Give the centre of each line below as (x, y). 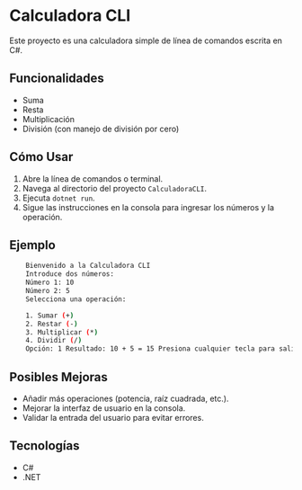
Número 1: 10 (50, 283)
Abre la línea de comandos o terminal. (93, 178)
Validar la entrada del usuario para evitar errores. (113, 417)
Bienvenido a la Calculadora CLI (88, 266)
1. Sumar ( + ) (50, 316)
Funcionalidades (57, 79)
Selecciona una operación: (76, 299)
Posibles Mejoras (58, 377)
